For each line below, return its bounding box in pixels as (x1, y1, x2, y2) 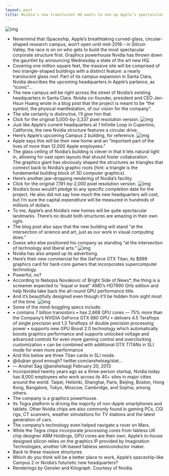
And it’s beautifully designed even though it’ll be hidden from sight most (12, 293, 162, 299)
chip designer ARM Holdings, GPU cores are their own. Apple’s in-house (12, 433, 163, 439)
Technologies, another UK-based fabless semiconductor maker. (12, 443, 145, 449)
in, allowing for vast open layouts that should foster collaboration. (12, 153, 149, 160)
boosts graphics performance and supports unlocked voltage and (12, 331, 149, 337)
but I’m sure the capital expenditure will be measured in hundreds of (12, 196, 155, 202)
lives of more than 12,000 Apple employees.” (12, 143, 106, 149)
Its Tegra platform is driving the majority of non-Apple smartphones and (12, 400, 162, 406)
